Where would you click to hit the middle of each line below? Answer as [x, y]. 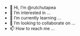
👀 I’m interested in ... [30, 13]
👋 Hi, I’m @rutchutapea [33, 8]
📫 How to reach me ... [32, 28]
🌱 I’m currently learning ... [35, 18]
